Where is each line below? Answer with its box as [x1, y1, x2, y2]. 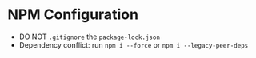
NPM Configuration [7, 6, 139, 24]
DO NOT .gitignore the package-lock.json [18, 32, 161, 41]
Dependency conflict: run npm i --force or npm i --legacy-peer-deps [18, 40, 249, 49]
